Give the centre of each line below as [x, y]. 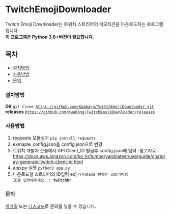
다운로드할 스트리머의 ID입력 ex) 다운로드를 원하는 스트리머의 [70, 174]
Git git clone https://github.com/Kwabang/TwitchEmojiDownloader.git [80, 106]
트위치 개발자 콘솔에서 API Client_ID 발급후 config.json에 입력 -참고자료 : [86, 151]
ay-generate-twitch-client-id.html [48, 162]
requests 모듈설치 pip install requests [54, 138]
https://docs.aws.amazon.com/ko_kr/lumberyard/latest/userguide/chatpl [89, 156]
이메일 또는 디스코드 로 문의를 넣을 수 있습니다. [51, 206]
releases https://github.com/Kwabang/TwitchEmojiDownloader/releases [80, 112]
